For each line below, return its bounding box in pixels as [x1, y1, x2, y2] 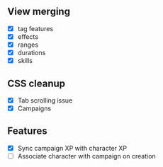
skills [17, 57, 33, 65]
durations [17, 49, 46, 57]
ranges [17, 40, 39, 49]
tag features [17, 24, 54, 33]
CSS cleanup [7, 77, 66, 89]
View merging [7, 6, 71, 18]
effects [17, 32, 39, 41]
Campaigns [17, 104, 52, 113]
